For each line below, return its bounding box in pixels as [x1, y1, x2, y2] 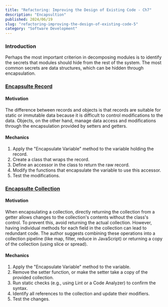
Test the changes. [12, 296, 50, 302]
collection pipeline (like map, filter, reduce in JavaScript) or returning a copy [5, 235, 162, 241]
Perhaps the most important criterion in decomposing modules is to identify [5, 54, 162, 61]
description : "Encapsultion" [5, 12, 66, 17]
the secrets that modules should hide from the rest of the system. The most [5, 60, 162, 66]
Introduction [5, 43, 36, 50]
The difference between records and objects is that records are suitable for [5, 107, 161, 113]
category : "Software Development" [5, 26, 78, 31]
